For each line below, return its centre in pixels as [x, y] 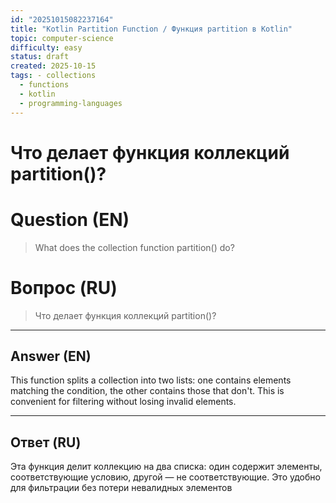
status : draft [40, 57]
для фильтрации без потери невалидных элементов [121, 488]
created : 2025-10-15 [53, 66]
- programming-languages [71, 103]
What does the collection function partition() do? [134, 247]
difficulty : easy [46, 47]
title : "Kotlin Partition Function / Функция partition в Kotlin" [151, 29]
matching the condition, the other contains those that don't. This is [147, 391]
